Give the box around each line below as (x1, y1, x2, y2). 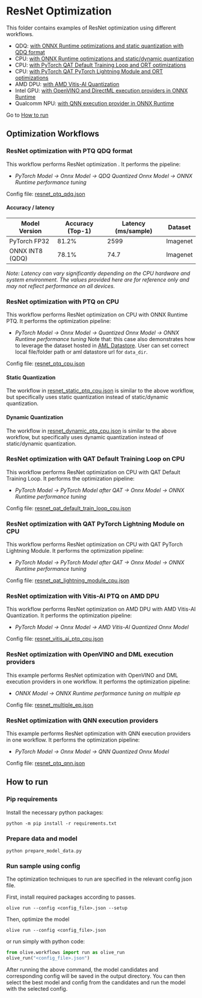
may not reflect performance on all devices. (6, 282, 115, 289)
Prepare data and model (6, 834, 78, 843)
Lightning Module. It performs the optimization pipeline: (6, 547, 144, 555)
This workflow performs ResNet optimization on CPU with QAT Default (6, 468, 180, 476)
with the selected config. (6, 985, 68, 993)
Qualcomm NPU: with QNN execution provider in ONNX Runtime (14, 99, 174, 106)
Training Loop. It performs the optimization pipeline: (6, 475, 135, 482)
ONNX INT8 (9, 247, 43, 255)
